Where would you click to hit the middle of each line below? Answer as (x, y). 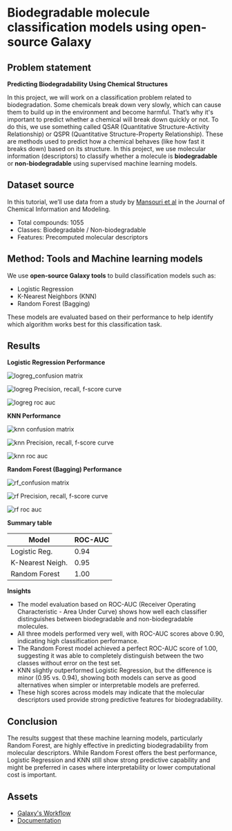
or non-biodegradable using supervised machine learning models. (102, 163)
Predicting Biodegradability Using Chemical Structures (87, 84)
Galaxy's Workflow (44, 813)
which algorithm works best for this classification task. (85, 324)
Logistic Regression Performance (56, 362)
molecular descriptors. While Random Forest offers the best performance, (112, 753)
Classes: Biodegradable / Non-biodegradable (81, 230)
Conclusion (32, 722)
